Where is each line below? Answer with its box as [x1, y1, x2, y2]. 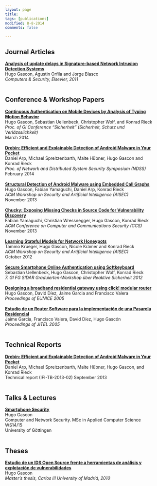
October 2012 [5, 254, 33, 259]
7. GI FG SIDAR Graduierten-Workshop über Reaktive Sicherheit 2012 [5, 275, 143, 280]
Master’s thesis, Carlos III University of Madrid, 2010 [5, 475, 110, 481]
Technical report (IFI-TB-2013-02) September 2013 [5, 374, 107, 380]
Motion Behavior [5, 113, 39, 120]
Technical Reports [5, 340, 62, 349]
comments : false [5, 25, 38, 30]
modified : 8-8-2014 [5, 21, 45, 26]
